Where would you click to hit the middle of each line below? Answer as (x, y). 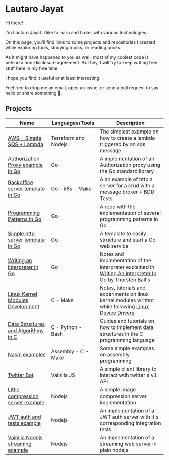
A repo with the (118, 206)
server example (26, 402)
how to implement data (127, 327)
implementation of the (126, 260)
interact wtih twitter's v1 (129, 375)
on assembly (115, 354)
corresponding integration (131, 423)
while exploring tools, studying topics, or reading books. (63, 47)
